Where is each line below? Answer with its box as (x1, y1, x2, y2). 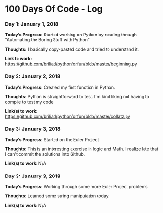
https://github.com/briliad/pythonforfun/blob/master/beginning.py (5, 61, 137, 67)
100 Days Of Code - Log (5, 3, 103, 15)
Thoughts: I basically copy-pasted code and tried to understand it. (5, 46, 139, 52)
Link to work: (5, 56, 32, 62)
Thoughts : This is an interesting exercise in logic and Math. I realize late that (5, 146, 159, 152)
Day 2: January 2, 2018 (5, 73, 61, 80)
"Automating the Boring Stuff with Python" (5, 37, 90, 43)
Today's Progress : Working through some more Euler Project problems (5, 184, 148, 190)
